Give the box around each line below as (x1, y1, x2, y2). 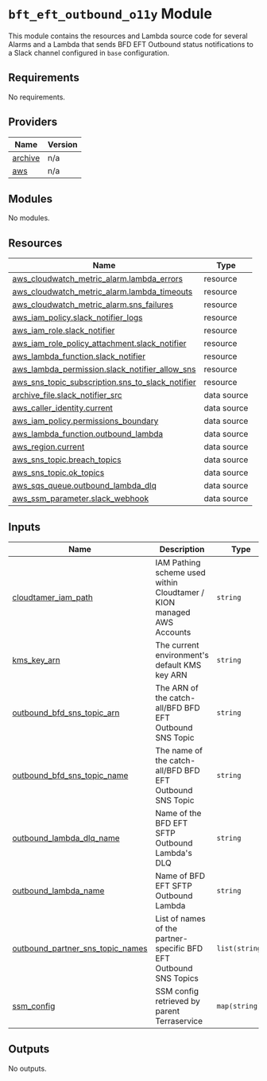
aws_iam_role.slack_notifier (12, 325, 115, 336)
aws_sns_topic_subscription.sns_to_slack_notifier (12, 377, 196, 388)
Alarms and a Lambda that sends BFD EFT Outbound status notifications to (8, 39, 254, 49)
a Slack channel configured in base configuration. (8, 48, 169, 57)
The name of (154, 745, 203, 756)
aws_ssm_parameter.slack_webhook (12, 493, 149, 504)
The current (154, 640, 200, 651)
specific (154, 943, 185, 954)
